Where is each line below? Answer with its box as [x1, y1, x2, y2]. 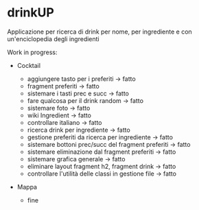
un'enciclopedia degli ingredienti [7, 34, 99, 43]
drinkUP [7, 5, 55, 21]
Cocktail [16, 61, 41, 69]
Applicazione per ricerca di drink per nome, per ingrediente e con [7, 27, 192, 36]
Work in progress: [7, 48, 58, 56]
